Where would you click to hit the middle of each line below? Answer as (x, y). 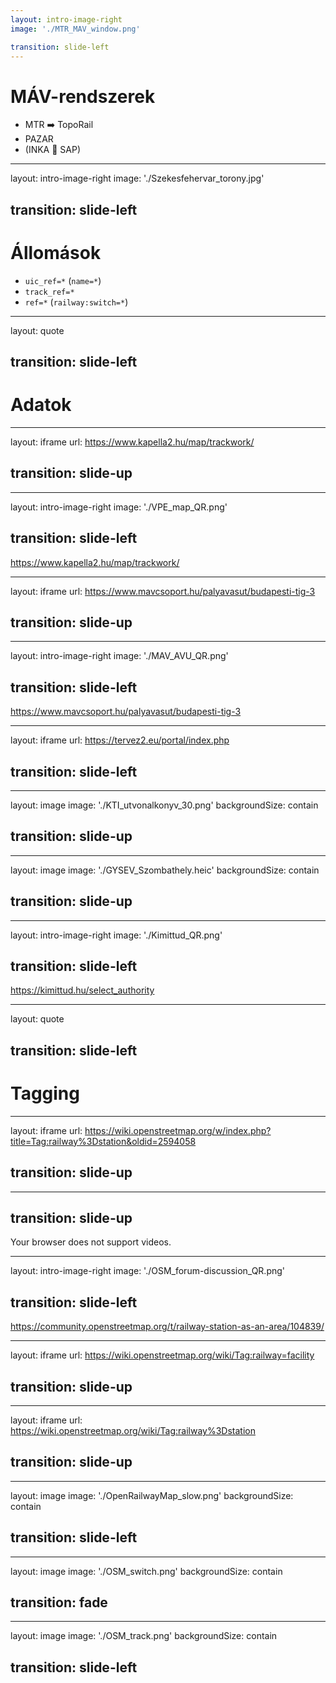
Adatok (41, 405)
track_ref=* (49, 292)
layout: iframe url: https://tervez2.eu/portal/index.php (120, 740)
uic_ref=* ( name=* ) (63, 280)
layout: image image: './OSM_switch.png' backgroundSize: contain (146, 1571)
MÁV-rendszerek (83, 96)
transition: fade (59, 1602)
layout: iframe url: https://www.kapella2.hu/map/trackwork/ (132, 442)
